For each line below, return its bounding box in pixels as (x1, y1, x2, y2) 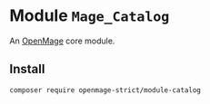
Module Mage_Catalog (9, 5, 170, 26)
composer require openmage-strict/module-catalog (9, 85, 202, 95)
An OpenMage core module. (9, 35, 115, 46)
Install (9, 61, 45, 77)
